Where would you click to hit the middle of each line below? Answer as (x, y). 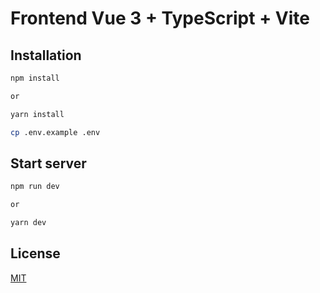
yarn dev (28, 223)
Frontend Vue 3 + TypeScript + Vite (160, 18)
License (35, 253)
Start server (48, 163)
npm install (35, 78)
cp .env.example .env (55, 132)
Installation (46, 55)
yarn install (37, 114)
